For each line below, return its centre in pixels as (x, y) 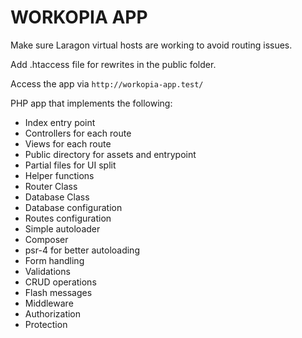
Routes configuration (68, 218)
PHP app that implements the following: (91, 103)
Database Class (57, 197)
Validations (47, 271)
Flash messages (58, 292)
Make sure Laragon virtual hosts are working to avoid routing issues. (151, 45)
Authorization (53, 313)
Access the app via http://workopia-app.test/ (107, 83)
